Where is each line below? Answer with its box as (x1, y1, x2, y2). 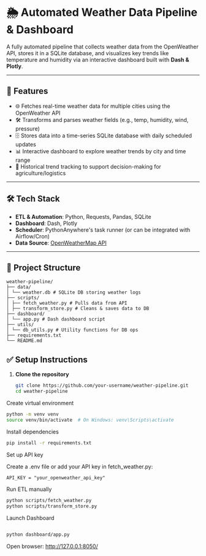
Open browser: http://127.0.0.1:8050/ (6, 543, 98, 550)
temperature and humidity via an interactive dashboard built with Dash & (6, 56, 189, 63)
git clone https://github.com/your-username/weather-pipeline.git (15, 383, 189, 389)
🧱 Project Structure (6, 262, 81, 273)
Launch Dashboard (6, 514, 55, 522)
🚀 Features (6, 86, 48, 96)
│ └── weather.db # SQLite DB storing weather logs (6, 289, 141, 295)
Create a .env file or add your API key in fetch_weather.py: (6, 463, 153, 470)
